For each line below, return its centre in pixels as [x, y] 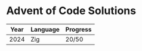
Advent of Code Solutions [71, 11]
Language [45, 29]
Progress [78, 29]
